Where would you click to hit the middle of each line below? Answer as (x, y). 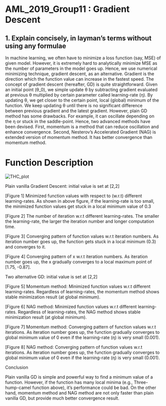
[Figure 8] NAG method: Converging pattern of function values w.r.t (74, 347)
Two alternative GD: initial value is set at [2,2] (51, 276)
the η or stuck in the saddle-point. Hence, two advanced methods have (78, 121)
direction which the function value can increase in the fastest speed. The (80, 79)
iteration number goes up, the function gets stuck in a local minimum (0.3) (81, 241)
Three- (141, 382)
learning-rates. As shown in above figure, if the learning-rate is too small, (80, 201)
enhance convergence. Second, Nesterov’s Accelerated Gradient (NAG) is (81, 132)
